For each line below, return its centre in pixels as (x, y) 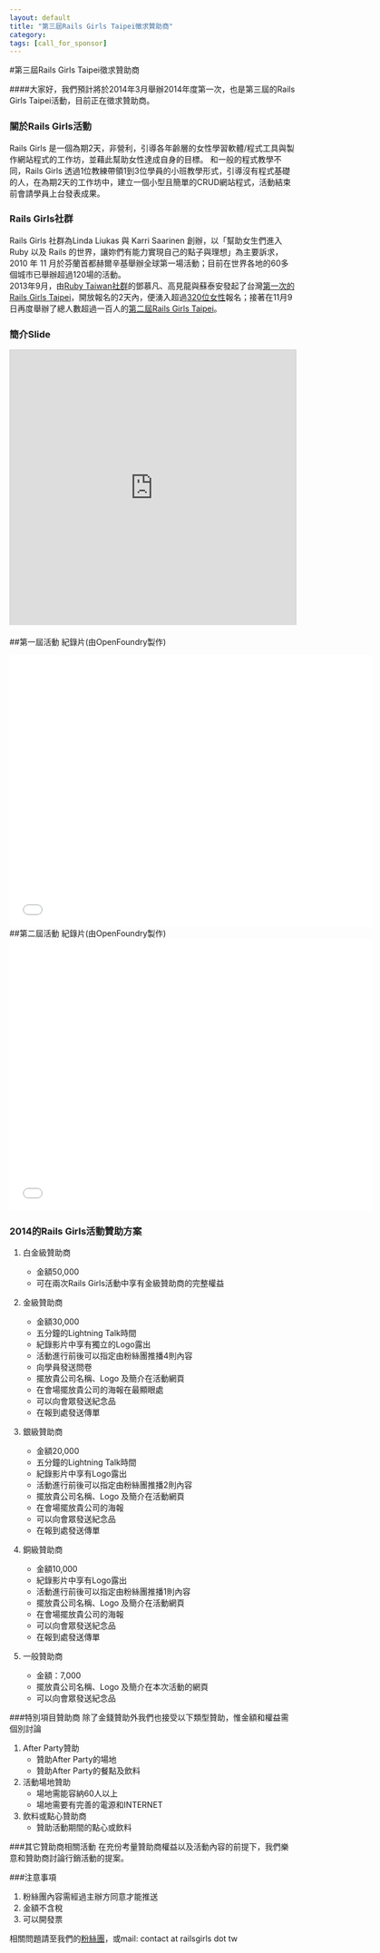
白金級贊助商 (46, 1253)
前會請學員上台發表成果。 (57, 193)
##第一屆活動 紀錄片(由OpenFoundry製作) (88, 642)
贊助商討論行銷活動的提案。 (77, 1858)
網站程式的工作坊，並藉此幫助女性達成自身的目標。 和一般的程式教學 (145, 159)
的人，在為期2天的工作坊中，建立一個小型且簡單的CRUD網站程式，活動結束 (151, 181)
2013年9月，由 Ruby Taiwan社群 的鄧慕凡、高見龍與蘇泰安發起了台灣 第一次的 (152, 286)
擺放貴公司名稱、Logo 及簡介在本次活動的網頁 (122, 1687)
